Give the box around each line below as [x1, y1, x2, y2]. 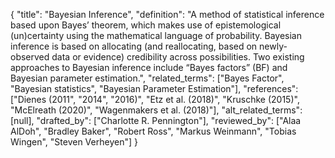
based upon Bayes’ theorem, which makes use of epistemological [10, 19, 282, 31]
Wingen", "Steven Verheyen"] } [10, 136, 138, 148]
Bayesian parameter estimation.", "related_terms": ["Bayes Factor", [10, 72, 285, 84]
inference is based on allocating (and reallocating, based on [10, 40, 258, 52]
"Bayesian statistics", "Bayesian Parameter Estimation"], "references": [10, 83, 299, 94]
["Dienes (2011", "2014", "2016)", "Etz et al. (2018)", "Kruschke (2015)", [10, 94, 300, 105]
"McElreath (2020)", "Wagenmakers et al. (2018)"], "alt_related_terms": [10, 104, 303, 116]
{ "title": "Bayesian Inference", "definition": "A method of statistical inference [10, 9, 325, 20]
